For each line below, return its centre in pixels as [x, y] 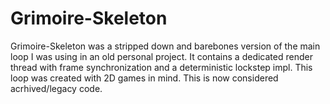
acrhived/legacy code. [56, 88]
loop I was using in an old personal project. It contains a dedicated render [161, 56]
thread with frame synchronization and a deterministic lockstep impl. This [161, 67]
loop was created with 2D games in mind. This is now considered [144, 78]
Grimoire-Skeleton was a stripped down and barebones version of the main [165, 46]
